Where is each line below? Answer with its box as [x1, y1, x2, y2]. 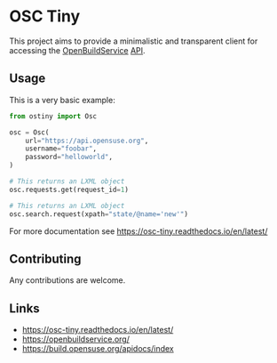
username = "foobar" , [25, 144, 98, 153]
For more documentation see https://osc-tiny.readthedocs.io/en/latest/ [9, 225, 268, 237]
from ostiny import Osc [9, 111, 98, 121]
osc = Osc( [9, 127, 50, 137]
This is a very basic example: [9, 94, 115, 105]
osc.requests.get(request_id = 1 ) [9, 185, 129, 194]
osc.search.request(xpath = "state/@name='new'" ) [9, 209, 189, 219]
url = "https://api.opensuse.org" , [25, 136, 149, 145]
